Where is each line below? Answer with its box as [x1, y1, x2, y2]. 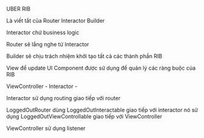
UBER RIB [6, 5, 30, 12]
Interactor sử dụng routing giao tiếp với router [6, 95, 121, 101]
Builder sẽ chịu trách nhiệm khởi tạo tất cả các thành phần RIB [6, 53, 163, 60]
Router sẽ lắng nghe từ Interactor [6, 41, 90, 48]
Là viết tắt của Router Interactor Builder [6, 17, 105, 24]
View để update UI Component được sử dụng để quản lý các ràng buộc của [6, 64, 196, 71]
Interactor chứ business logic [6, 29, 80, 36]
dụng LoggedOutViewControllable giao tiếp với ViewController [6, 113, 163, 120]
